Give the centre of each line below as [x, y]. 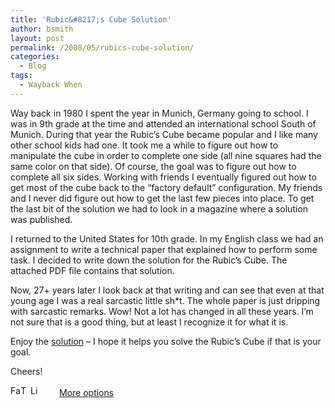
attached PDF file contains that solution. [92, 270]
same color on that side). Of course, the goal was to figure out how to [153, 166]
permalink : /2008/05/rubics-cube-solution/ [102, 47]
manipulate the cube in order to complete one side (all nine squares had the [166, 155]
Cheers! [26, 371]
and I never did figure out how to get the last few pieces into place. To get [162, 198]
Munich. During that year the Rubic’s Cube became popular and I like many [164, 134]
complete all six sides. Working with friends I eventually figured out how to [163, 177]
